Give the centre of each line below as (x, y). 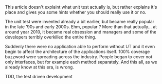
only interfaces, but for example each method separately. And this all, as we (81, 62)
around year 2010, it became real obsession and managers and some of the (81, 32)
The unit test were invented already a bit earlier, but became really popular (80, 22)
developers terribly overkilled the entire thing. (51, 37)
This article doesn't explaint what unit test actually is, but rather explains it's (81, 7)
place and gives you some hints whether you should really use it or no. (76, 12)
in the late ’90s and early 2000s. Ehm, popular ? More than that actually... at (81, 27)
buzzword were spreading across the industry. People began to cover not (79, 57)
